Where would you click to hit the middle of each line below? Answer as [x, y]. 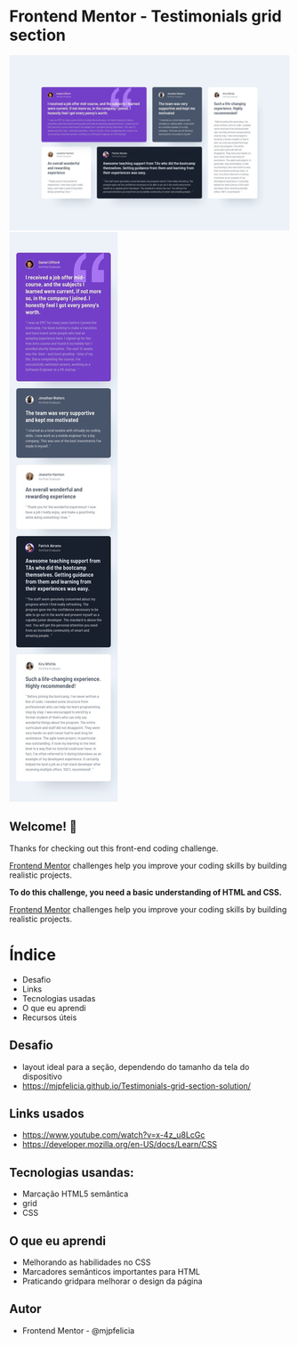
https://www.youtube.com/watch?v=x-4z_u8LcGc [113, 1135]
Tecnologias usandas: [72, 1172]
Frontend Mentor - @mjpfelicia [78, 1330]
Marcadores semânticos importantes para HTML [111, 1271]
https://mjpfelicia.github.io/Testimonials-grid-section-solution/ [137, 1086]
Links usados [47, 1113]
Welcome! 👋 [43, 826]
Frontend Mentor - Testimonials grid [145, 16]
